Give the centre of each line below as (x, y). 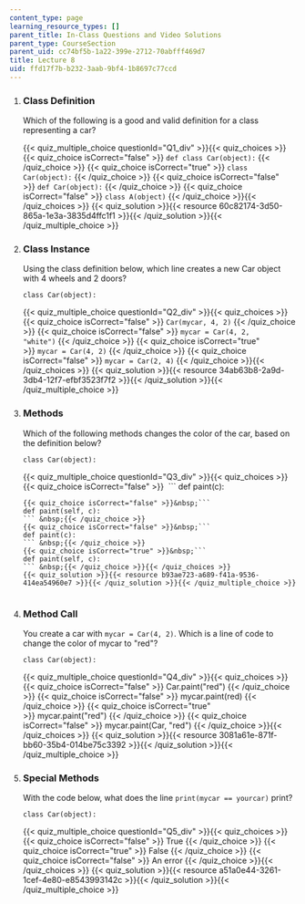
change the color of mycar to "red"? (90, 643)
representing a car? (59, 130)
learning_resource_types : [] (65, 26)
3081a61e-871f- (248, 735)
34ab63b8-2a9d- (252, 370)
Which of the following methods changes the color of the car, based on (156, 433)
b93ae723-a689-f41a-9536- (211, 575)
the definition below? (62, 442)
